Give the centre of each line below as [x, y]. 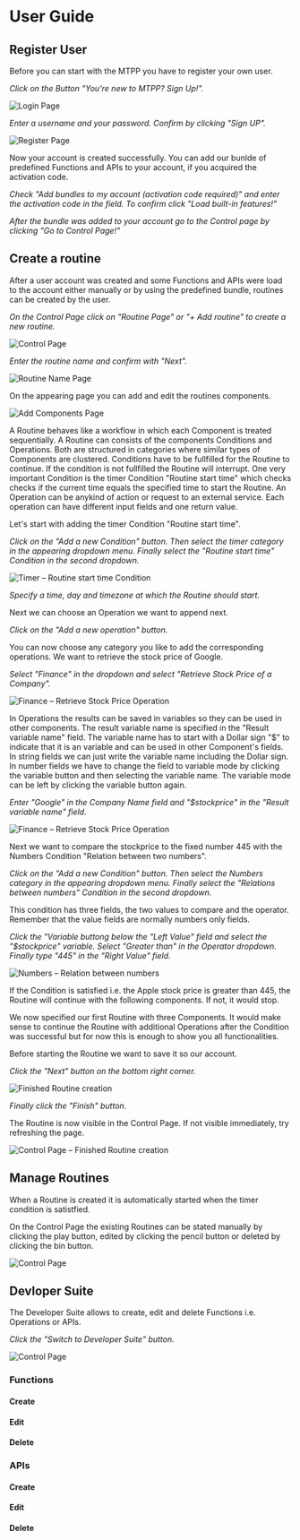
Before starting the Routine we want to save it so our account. [123, 1054]
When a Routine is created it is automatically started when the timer [134, 1200]
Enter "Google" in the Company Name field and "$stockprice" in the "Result [149, 802]
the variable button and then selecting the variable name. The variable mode [150, 775]
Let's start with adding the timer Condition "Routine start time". [125, 524]
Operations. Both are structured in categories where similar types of [135, 449]
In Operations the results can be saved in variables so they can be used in [146, 718]
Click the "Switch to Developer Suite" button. [92, 1339]
